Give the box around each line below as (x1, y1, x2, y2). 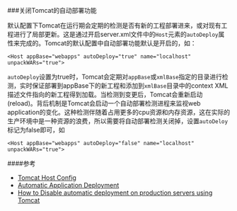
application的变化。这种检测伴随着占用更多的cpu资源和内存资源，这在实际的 (7, 108, 231, 116)
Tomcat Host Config (17, 173, 76, 182)
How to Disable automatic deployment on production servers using (17, 188, 213, 197)
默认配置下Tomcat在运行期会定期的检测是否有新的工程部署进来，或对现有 (7, 21, 221, 30)
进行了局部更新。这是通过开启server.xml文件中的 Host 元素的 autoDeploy (13, 30, 219, 38)
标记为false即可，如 (7, 126, 65, 134)
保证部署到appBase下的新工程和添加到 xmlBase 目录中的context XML (31, 81, 229, 90)
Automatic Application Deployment (17, 181, 120, 189)
